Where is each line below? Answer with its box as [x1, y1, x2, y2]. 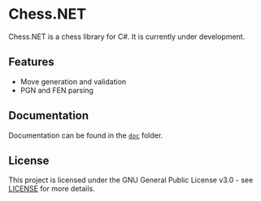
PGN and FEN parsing [20, 85, 94, 95]
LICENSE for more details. [8, 184, 95, 194]
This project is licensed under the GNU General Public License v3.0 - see [8, 175, 254, 185]
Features [8, 55, 54, 69]
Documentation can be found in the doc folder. [8, 130, 163, 140]
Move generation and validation [20, 76, 127, 86]
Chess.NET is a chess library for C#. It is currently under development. [8, 32, 246, 41]
